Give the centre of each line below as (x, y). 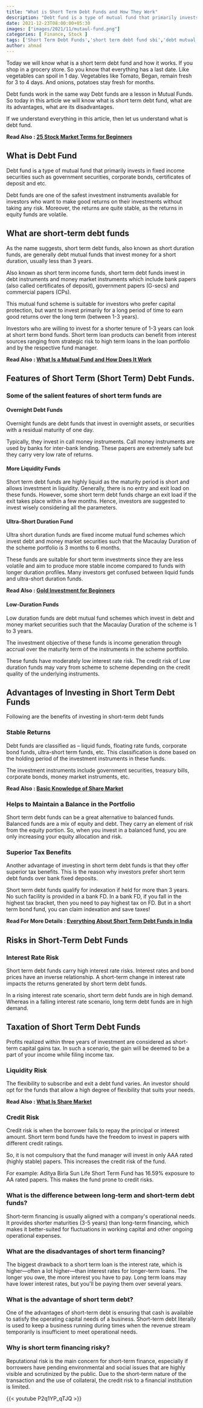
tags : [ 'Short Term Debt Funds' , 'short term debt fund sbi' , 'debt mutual (101, 40)
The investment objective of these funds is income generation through (94, 642)
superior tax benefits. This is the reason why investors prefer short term (96, 872)
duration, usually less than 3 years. (50, 261)
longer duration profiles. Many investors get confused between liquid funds (100, 573)
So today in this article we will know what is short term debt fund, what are (99, 100)
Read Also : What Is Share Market (49, 1102)
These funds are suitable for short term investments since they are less (95, 560)
